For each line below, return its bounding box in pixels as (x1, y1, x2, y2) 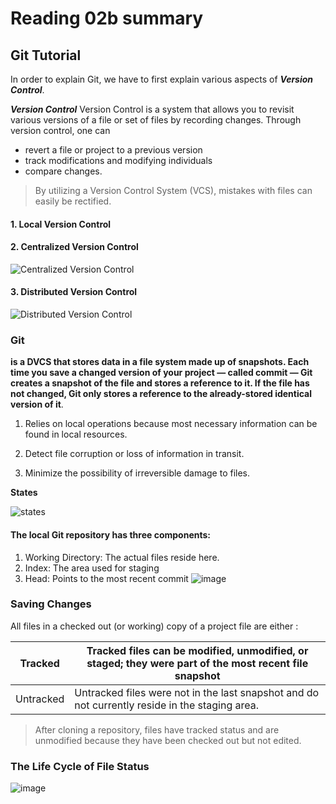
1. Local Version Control (10, 218, 112, 230)
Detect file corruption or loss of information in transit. (24, 448, 245, 460)
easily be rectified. (34, 195, 112, 207)
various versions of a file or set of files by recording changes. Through (10, 114, 302, 126)
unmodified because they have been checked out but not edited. (34, 734, 302, 746)
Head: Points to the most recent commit (24, 572, 189, 584)
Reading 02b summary (10, 7, 204, 30)
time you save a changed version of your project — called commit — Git (10, 367, 313, 379)
